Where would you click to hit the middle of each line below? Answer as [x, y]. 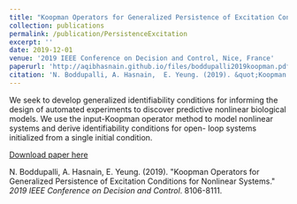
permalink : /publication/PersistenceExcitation [99, 34]
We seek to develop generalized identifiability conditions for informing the [144, 100]
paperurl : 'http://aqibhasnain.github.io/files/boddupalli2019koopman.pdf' [152, 67]
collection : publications [57, 26]
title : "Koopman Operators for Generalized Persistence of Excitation [142, 17]
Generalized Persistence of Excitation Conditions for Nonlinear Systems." [142, 181]
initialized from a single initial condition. [81, 137]
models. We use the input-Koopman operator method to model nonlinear [141, 118]
